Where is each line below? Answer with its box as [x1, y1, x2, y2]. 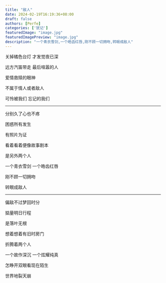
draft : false [5, 16, 32, 21]
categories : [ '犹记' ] [5, 26, 48, 31]
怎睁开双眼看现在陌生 [5, 262, 48, 268]
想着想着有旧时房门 [5, 231, 44, 237]
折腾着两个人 [5, 241, 31, 247]
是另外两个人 [5, 153, 31, 159]
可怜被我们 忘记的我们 [5, 95, 50, 101]
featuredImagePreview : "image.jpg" [5, 35, 79, 40]
